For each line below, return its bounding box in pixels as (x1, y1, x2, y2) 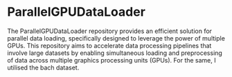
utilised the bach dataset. (7, 63, 80, 71)
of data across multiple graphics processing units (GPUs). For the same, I (7, 56, 216, 64)
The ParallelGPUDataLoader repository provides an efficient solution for (7, 27, 213, 35)
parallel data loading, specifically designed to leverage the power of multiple (7, 34, 225, 42)
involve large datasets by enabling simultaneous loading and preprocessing (7, 49, 223, 57)
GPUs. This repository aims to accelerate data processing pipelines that (7, 41, 212, 49)
